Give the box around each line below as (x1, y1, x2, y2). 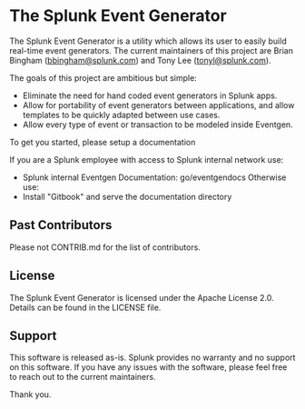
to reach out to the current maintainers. (9, 372, 156, 383)
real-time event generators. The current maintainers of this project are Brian (9, 45, 293, 55)
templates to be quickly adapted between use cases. (22, 109, 221, 120)
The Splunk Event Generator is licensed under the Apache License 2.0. (9, 292, 274, 303)
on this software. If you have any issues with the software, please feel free (9, 362, 288, 373)
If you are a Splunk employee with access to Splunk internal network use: (9, 154, 284, 165)
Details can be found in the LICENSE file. (9, 302, 162, 313)
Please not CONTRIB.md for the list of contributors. (9, 242, 202, 253)
